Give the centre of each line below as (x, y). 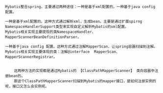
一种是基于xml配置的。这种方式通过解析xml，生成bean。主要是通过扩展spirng (74, 22)
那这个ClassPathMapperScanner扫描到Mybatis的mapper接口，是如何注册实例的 (85, 81)
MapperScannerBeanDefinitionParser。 (43, 37)
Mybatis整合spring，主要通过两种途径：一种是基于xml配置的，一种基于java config (80, 7)
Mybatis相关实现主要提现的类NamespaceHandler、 (50, 32)
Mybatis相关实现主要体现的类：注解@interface (47, 52)
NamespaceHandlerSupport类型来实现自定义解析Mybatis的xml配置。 (67, 27)
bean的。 (17, 76)
